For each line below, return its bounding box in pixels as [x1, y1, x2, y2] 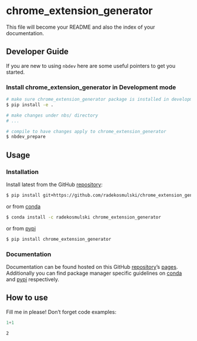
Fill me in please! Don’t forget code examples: [6, 308, 117, 315]
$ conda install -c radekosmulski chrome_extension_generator [6, 214, 161, 220]
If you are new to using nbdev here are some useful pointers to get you [6, 62, 176, 69]
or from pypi [6, 224, 36, 232]
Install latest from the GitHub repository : [6, 180, 103, 188]
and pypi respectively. [6, 275, 60, 282]
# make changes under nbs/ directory [6, 112, 98, 118]
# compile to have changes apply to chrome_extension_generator [6, 128, 167, 134]
